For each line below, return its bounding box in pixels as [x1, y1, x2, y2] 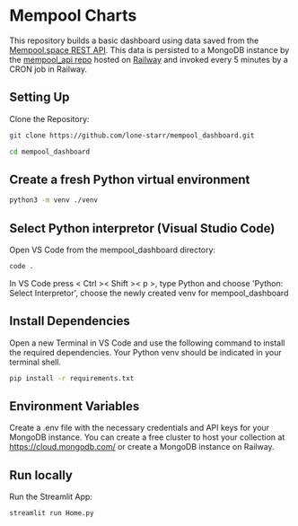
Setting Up [9, 90, 70, 105]
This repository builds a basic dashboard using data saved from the [9, 35, 259, 46]
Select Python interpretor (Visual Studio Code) [9, 221, 276, 236]
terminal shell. [9, 356, 61, 367]
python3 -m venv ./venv [9, 196, 99, 205]
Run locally [9, 468, 74, 483]
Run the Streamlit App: [9, 491, 92, 503]
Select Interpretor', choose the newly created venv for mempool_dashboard [9, 287, 289, 298]
